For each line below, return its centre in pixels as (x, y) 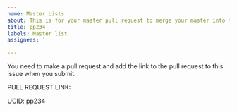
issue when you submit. (42, 74)
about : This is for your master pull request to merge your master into (116, 20)
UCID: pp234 (26, 101)
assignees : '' (28, 40)
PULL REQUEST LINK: (39, 87)
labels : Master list (38, 33)
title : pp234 (26, 27)
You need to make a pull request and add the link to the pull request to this (115, 66)
